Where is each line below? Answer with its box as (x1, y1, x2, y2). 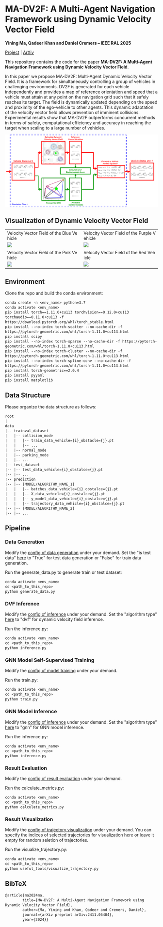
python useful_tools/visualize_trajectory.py (5, 866, 98, 871)
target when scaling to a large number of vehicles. (5, 125, 106, 130)
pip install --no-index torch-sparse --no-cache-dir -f (5, 339, 120, 344)
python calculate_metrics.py (5, 804, 64, 810)
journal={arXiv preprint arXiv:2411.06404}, (22, 912, 114, 917)
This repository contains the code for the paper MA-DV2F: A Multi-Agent (5, 59, 153, 65)
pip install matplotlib (5, 378, 53, 383)
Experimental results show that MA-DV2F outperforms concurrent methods (5, 114, 155, 120)
